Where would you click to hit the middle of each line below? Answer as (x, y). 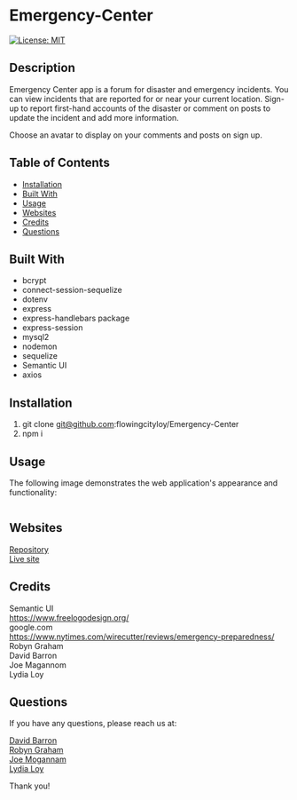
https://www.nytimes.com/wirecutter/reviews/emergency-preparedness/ (142, 637)
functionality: (33, 492)
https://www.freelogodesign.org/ (69, 617)
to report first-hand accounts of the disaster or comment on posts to (146, 108)
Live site (24, 558)
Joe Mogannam (38, 759)
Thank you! (30, 786)
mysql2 (35, 337)
